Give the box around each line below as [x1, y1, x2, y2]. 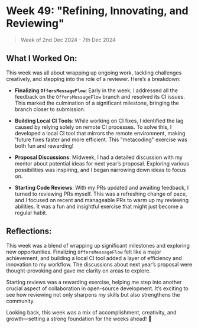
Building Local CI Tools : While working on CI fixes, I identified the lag [14, 117, 184, 124]
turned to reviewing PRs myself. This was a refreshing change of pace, [14, 190, 187, 197]
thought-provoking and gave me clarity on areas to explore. [6, 267, 151, 274]
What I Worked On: [6, 53, 77, 63]
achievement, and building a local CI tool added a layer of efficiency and [6, 254, 182, 261]
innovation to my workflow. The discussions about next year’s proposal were [6, 261, 193, 268]
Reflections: [6, 226, 52, 236]
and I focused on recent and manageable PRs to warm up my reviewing [14, 196, 189, 203]
